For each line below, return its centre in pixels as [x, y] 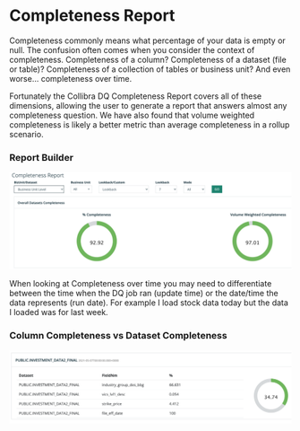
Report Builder [42, 157]
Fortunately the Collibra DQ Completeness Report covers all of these [136, 96]
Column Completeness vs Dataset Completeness [118, 336]
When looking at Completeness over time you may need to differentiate [141, 284]
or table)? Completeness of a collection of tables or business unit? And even [150, 69]
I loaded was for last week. [59, 312]
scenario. [26, 134]
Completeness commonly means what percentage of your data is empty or [148, 40]
